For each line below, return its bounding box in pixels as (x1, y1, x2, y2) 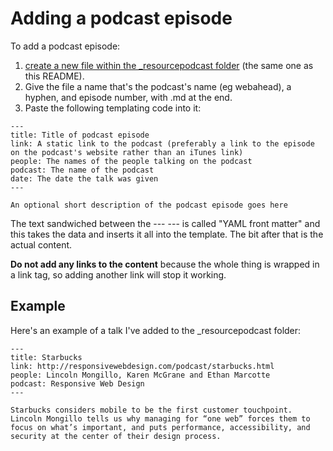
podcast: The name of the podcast (10, 165, 155, 175)
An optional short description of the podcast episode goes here (10, 200, 288, 210)
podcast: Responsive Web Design (10, 378, 145, 389)
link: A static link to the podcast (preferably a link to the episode (10, 138, 315, 149)
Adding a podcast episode (10, 7, 233, 30)
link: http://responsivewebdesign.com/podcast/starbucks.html (10, 361, 275, 371)
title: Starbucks (10, 352, 83, 362)
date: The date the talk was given (10, 173, 159, 184)
